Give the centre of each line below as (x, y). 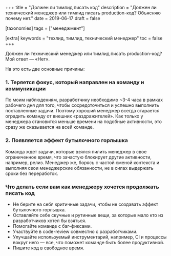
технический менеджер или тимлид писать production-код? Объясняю (83, 13)
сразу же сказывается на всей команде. (50, 127)
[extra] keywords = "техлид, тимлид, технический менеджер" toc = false (84, 38)
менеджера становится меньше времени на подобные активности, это (84, 122)
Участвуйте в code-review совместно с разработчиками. (75, 231)
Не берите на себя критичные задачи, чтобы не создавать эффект (85, 204)
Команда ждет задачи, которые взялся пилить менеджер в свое (76, 151)
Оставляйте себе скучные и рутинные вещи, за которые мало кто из (88, 215)
